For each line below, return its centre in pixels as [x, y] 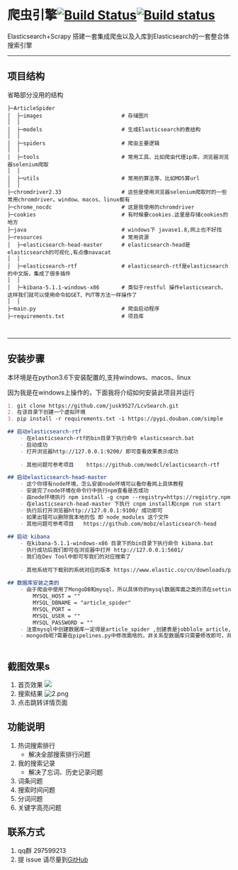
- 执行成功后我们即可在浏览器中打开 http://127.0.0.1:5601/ [102, 550]
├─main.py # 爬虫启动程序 [84, 309]
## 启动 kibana [29, 537]
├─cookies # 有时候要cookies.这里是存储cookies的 [118, 214]
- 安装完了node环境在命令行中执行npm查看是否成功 [84, 491]
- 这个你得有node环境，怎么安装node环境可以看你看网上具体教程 [102, 484]
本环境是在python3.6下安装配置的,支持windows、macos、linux [99, 377]
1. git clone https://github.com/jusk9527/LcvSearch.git [93, 406]
